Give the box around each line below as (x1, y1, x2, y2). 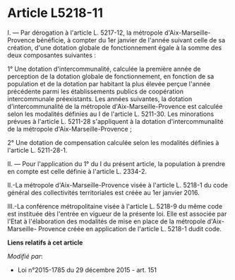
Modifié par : (7, 252, 44, 260)
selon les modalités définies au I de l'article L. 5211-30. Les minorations (7, 110, 214, 118)
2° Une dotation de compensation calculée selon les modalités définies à (7, 138, 219, 146)
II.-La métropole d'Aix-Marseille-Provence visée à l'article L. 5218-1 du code (7, 180, 228, 189)
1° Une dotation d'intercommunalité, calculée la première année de (7, 64, 201, 73)
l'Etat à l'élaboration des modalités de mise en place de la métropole (7, 217, 206, 226)
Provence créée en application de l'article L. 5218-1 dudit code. (38, 224, 222, 233)
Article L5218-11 (7, 5, 104, 21)
